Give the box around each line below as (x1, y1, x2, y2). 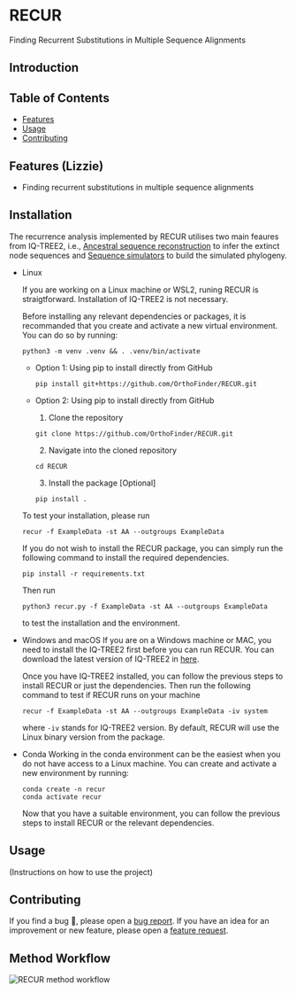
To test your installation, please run (21, 510, 150, 521)
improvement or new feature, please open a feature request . (9, 925, 229, 935)
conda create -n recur (21, 785, 106, 794)
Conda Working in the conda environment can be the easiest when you (21, 749, 281, 759)
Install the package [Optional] (48, 477, 156, 488)
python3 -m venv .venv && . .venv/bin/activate (21, 346, 201, 355)
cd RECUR (34, 462, 68, 470)
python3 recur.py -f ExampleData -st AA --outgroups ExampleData (21, 601, 268, 611)
